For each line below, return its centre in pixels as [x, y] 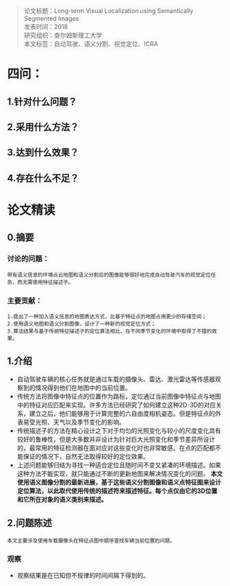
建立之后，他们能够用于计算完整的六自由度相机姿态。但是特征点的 [122, 413]
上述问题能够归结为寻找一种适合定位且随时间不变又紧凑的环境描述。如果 [119, 465]
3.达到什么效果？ [43, 153]
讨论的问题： [28, 259]
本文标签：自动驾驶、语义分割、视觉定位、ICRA [91, 44]
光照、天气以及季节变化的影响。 [80, 422]
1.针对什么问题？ [42, 101]
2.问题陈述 [30, 523]
